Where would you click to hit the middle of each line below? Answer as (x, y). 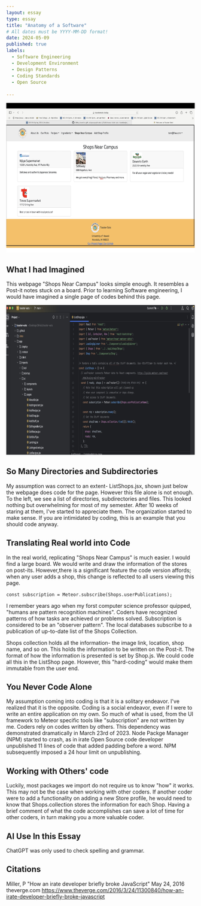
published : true (26, 44)
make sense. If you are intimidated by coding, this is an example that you (96, 517)
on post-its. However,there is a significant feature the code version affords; (99, 570)
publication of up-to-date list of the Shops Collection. (72, 631)
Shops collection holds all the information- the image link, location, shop (95, 643)
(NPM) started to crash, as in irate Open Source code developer (85, 740)
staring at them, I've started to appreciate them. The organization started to (99, 511)
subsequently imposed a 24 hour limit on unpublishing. (74, 752)
